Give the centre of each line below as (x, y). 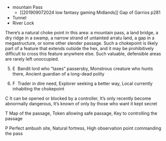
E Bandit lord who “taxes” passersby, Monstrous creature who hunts (83, 69)
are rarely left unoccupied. (32, 59)
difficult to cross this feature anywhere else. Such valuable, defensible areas (83, 54)
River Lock (23, 23)
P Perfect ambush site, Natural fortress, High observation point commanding (83, 128)
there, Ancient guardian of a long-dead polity (58, 74)
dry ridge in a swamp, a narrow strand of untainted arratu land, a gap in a (80, 38)
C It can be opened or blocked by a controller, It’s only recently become (78, 98)
